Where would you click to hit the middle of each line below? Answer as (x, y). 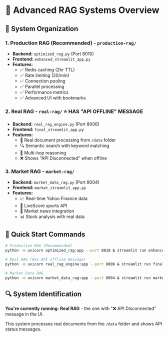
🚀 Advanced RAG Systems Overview (82, 10)
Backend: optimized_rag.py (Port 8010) (53, 53)
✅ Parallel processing (42, 86)
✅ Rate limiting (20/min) (44, 75)
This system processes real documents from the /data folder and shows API (84, 324)
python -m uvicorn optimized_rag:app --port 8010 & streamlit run (76, 250)
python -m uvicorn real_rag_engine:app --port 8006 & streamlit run (78, 264)
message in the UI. (24, 314)
